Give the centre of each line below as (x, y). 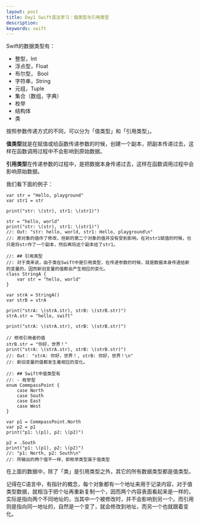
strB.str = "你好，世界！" (37, 344)
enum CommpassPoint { (33, 386)
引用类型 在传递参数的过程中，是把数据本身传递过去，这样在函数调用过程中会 (100, 164)
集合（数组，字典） (38, 96)
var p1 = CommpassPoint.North (44, 422)
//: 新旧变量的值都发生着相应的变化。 (47, 362)
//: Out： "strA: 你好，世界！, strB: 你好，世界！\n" (70, 356)
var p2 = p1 (21, 427)
